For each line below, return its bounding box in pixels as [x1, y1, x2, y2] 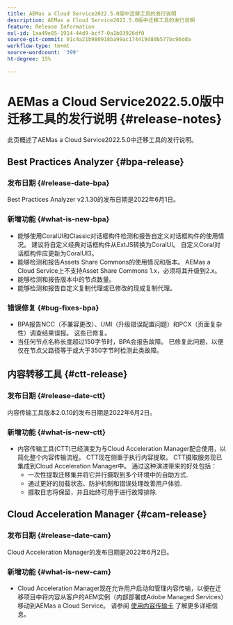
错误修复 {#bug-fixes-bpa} [7, 303, 99, 312]
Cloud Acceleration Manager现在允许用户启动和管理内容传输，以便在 [17, 584, 216, 592]
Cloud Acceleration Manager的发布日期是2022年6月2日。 [7, 548, 173, 556]
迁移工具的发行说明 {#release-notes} [7, 111, 223, 127]
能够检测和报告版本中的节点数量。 [17, 275, 115, 283]
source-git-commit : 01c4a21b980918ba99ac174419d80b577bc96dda [7, 36, 191, 43]
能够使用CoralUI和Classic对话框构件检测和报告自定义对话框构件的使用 [17, 231, 218, 240]
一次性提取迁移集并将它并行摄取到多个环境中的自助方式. [27, 470, 188, 479]
